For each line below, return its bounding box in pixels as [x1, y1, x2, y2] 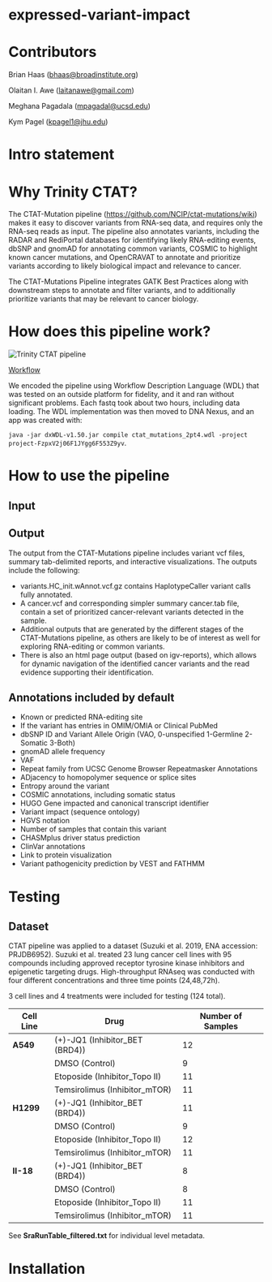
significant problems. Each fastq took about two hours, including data [8, 398, 240, 408]
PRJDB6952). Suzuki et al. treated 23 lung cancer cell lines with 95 [8, 950, 232, 960]
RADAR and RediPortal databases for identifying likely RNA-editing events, [8, 235, 257, 245]
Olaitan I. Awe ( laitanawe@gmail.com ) [8, 85, 135, 95]
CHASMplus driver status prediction [19, 833, 141, 843]
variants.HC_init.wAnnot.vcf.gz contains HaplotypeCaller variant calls [19, 581, 251, 590]
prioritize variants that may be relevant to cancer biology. [8, 294, 199, 304]
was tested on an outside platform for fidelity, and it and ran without [8, 390, 235, 399]
